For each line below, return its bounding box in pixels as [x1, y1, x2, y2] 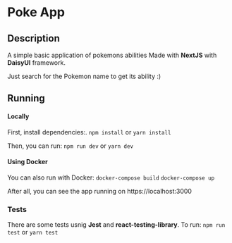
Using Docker [7, 158, 48, 166]
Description [7, 32, 60, 44]
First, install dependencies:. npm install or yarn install [7, 127, 171, 136]
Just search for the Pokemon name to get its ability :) [7, 72, 161, 80]
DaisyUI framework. [7, 58, 66, 67]
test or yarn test [7, 228, 59, 237]
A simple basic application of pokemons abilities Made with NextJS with [7, 51, 217, 59]
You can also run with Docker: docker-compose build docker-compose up [7, 173, 215, 182]
